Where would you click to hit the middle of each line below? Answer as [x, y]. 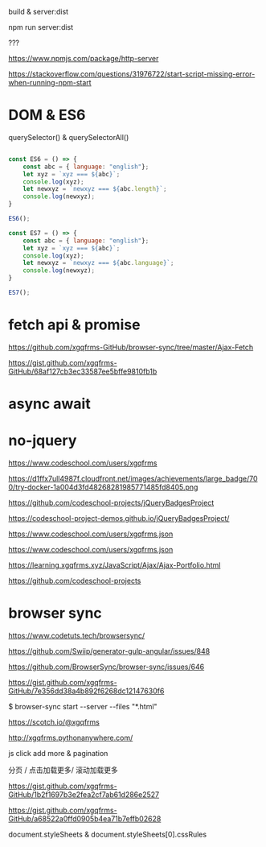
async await [49, 404]
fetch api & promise [74, 325]
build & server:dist [39, 12]
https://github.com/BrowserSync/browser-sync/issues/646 [106, 667]
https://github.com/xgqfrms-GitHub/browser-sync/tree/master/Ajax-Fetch [131, 347]
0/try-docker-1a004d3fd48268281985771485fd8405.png [103, 487]
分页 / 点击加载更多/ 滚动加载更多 [63, 770]
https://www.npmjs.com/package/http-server [84, 58]
